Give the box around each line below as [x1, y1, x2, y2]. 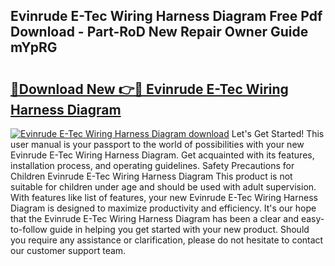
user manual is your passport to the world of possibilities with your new [10, 139, 305, 150]
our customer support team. [10, 245, 127, 256]
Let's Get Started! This [231, 128, 325, 139]
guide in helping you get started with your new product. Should [49, 224, 310, 235]
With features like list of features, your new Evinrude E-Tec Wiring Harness [10, 192, 318, 203]
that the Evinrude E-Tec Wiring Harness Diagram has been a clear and [10, 213, 300, 224]
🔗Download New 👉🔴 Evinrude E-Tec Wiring [10, 80, 289, 98]
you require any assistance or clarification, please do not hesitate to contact [10, 234, 324, 246]
